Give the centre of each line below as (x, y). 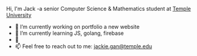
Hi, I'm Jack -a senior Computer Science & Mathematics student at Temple (98, 9)
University (19, 15)
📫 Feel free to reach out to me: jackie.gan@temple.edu (83, 46)
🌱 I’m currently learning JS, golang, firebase (69, 33)
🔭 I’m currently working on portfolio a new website (77, 27)
